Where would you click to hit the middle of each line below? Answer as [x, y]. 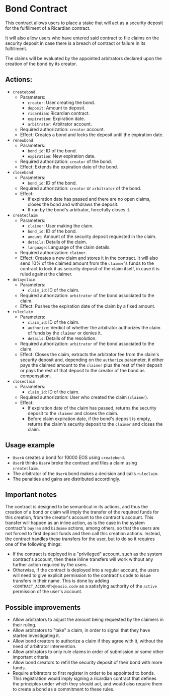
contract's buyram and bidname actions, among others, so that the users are [82, 528]
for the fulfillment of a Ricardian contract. [48, 28]
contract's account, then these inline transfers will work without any [83, 559]
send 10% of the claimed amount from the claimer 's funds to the [87, 263]
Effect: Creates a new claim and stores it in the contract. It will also [89, 258]
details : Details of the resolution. [62, 338]
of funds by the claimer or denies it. [65, 333]
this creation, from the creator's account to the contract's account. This [79, 517]
